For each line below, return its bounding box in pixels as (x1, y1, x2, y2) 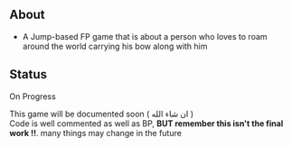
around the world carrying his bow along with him (22, 41, 208, 51)
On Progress (9, 90, 56, 102)
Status (9, 67, 48, 82)
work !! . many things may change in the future (9, 127, 183, 138)
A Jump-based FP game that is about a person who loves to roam (22, 31, 268, 41)
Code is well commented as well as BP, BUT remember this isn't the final (9, 117, 284, 129)
